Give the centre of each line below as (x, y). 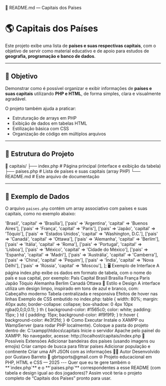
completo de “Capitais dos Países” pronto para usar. (58, 378)
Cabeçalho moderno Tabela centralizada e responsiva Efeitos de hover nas (82, 294)
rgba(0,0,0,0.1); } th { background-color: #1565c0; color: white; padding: (78, 310)
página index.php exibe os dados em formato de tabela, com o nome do (78, 273)
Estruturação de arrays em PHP (44, 118)
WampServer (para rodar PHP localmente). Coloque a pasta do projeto (77, 325)
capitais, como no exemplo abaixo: (41, 214)
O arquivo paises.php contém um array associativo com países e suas (76, 208)
